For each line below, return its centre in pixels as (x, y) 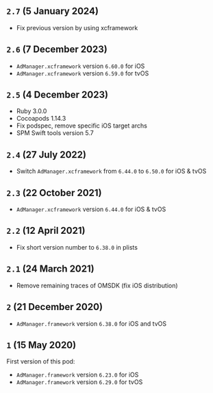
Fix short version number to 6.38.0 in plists (77, 247)
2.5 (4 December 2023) (58, 95)
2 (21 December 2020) (55, 307)
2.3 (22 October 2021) (54, 192)
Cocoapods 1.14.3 (41, 119)
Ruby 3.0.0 (32, 111)
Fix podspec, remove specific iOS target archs (82, 126)
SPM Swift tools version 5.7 (55, 133)
